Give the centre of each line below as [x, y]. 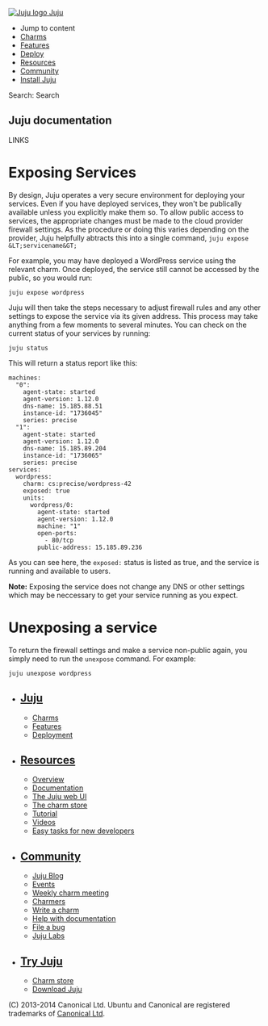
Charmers [49, 902]
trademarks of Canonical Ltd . [57, 1013]
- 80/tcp [59, 540]
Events [43, 885]
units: [34, 498]
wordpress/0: [52, 505]
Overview [48, 780]
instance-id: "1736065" [63, 455]
